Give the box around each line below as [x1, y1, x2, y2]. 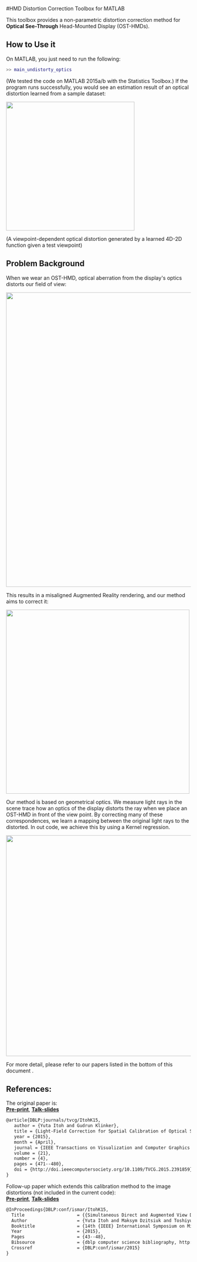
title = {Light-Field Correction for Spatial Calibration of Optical [13, 1128, 188, 1134]
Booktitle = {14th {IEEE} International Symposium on [11, 1223, 185, 1229]
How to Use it [6, 39, 56, 49]
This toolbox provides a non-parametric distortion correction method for [6, 16, 181, 23]
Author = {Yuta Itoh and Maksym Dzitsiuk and [11, 1217, 172, 1224]
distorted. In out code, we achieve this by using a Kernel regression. [6, 823, 170, 830]
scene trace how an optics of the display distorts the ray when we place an [6, 804, 188, 811]
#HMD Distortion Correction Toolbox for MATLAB [6, 5, 125, 12]
